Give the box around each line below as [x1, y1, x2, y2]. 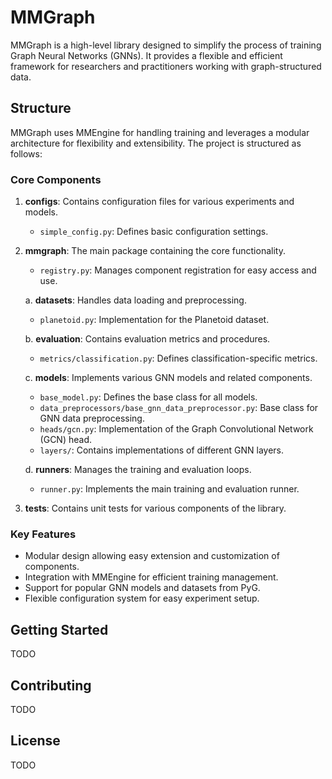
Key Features [10, 527, 77, 541]
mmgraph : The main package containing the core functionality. [24, 245, 286, 257]
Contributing [10, 677, 92, 694]
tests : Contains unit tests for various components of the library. [24, 502, 287, 515]
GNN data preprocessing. [39, 412, 145, 425]
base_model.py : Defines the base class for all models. [39, 391, 258, 403]
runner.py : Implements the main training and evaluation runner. [39, 483, 300, 495]
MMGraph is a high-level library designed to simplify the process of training [10, 39, 322, 51]
